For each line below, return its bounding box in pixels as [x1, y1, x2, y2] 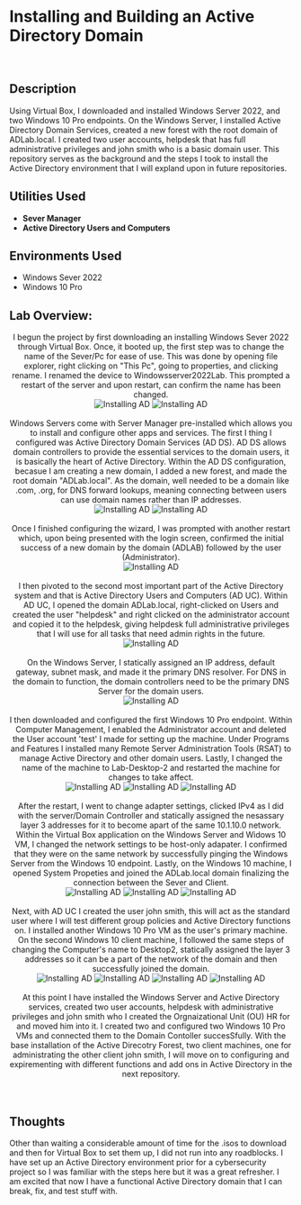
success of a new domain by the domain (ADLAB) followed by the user [20, 542, 282, 553]
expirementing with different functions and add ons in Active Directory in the [9, 1059, 293, 1070]
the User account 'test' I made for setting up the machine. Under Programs [12, 734, 290, 745]
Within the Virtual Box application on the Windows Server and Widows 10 [15, 829, 287, 840]
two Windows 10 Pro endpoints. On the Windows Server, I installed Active [9, 114, 281, 125]
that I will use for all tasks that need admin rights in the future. [36, 629, 266, 639]
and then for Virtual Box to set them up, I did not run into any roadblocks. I [9, 1147, 283, 1158]
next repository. [121, 1069, 181, 1080]
